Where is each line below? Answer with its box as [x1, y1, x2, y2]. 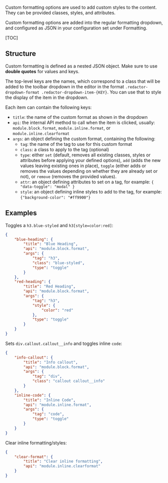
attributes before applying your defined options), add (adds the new [20, 157, 161, 163]
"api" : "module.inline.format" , [23, 402, 92, 407]
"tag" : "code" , [32, 411, 65, 417]
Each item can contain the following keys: [5, 104, 92, 110]
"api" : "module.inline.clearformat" [23, 464, 101, 469]
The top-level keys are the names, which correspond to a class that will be [5, 78, 160, 84]
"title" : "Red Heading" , [23, 284, 76, 289]
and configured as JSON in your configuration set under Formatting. [5, 25, 148, 31]
